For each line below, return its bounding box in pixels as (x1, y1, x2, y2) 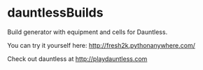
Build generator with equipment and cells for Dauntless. (7, 28, 168, 36)
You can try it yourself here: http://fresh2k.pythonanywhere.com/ (7, 41, 196, 49)
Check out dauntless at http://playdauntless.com (7, 54, 148, 63)
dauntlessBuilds (7, 5, 104, 21)
